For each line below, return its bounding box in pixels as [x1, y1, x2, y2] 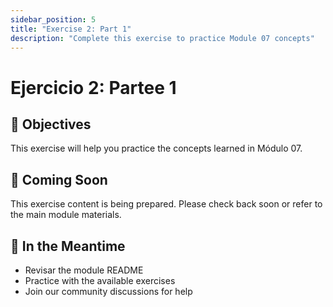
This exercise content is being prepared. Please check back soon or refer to [10, 198, 323, 210]
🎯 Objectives [10, 116, 92, 133]
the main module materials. [10, 209, 122, 221]
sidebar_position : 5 [10, 14, 97, 25]
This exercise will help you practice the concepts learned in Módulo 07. [10, 142, 303, 155]
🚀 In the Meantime [10, 237, 126, 255]
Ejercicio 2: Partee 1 [10, 76, 177, 99]
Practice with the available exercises [24, 275, 176, 286]
